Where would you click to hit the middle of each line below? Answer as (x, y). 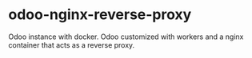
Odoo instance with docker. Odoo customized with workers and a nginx (126, 37)
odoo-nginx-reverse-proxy (100, 15)
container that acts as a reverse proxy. (72, 44)
